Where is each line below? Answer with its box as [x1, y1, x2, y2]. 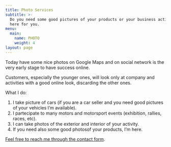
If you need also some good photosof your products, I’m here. [12, 126, 143, 132]
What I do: [5, 89, 27, 95]
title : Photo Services [5, 7, 53, 13]
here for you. [10, 21, 40, 27]
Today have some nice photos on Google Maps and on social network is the [5, 59, 164, 65]
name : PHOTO [14, 36, 40, 41]
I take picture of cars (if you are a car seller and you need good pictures [12, 99, 164, 105]
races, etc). [12, 115, 37, 122]
